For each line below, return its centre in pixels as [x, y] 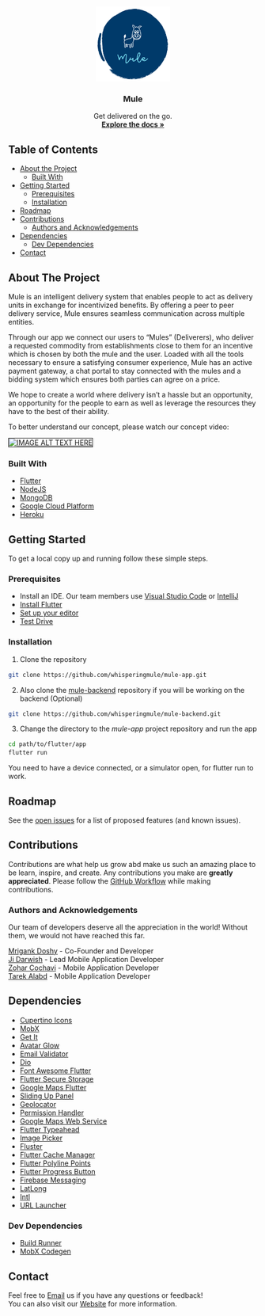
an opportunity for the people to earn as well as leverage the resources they [132, 403]
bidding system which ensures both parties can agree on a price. [114, 379]
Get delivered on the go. [133, 116]
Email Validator [44, 1054]
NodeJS [33, 489]
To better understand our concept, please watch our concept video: [119, 427]
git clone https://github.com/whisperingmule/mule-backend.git [115, 714]
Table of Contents [53, 149]
